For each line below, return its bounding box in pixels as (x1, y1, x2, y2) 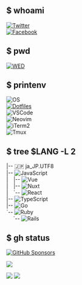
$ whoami (6, 6, 44, 16)
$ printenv (6, 80, 47, 91)
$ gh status (6, 232, 50, 243)
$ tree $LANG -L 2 (6, 146, 76, 157)
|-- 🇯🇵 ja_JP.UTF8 (6, 163, 54, 170)
